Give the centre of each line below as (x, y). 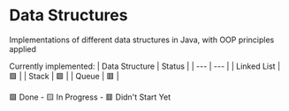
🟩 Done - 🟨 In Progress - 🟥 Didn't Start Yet (90, 97)
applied (23, 48)
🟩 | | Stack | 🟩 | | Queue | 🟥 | (64, 76)
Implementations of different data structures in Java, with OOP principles (142, 40)
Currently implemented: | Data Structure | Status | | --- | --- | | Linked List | (145, 66)
